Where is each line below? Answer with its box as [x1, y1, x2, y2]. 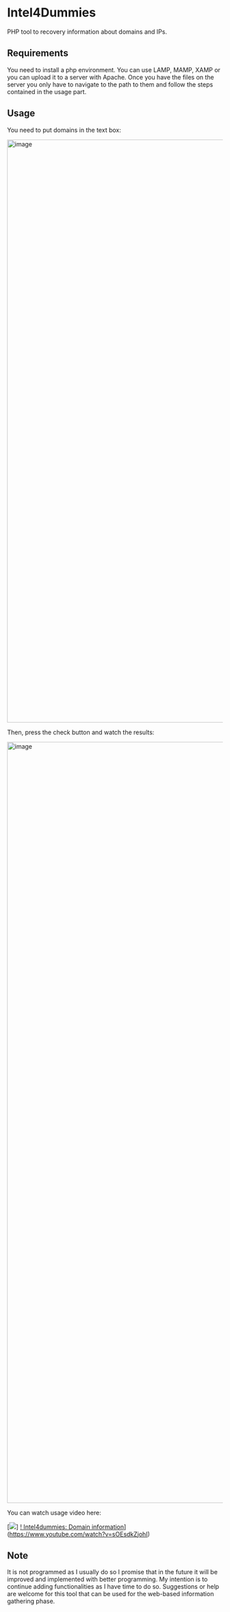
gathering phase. [7, 1597, 55, 1605]
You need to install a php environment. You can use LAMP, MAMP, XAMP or [7, 65, 221, 73]
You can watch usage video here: [7, 1508, 101, 1517]
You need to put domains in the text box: [7, 126, 121, 134]
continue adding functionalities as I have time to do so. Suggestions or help [7, 1582, 220, 1591]
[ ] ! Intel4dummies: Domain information [7, 1523, 125, 1531]
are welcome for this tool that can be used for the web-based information [7, 1590, 214, 1598]
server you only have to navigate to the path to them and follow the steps [7, 80, 214, 89]
